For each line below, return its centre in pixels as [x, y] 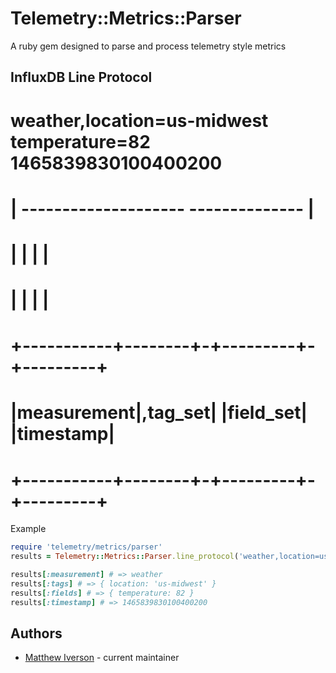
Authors [36, 633]
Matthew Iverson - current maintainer [102, 658]
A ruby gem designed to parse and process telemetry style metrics [148, 46]
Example [28, 529]
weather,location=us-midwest [139, 120]
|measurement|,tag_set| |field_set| [159, 413]
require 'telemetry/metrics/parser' [86, 547]
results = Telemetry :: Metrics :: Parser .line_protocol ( [125, 557]
